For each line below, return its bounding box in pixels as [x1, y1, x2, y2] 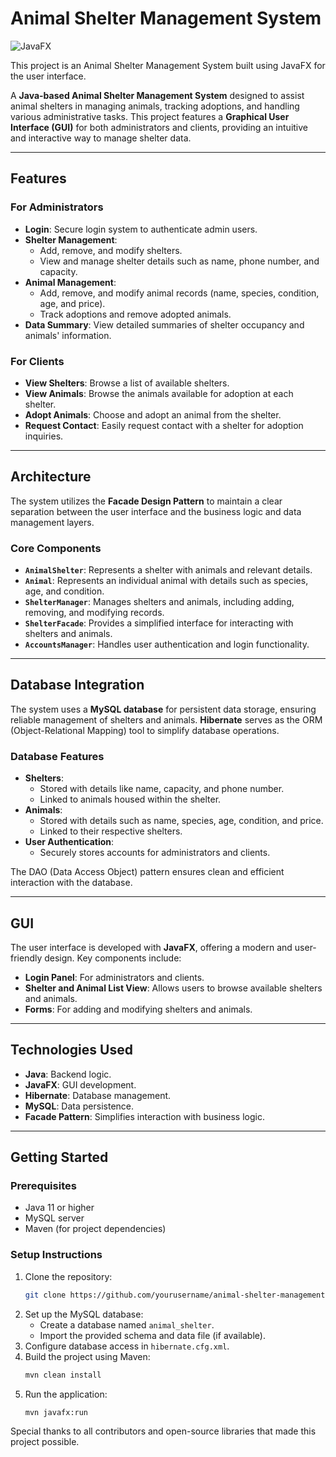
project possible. [10, 1436, 80, 1448]
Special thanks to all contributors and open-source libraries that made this [10, 1425, 317, 1437]
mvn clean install [24, 1370, 102, 1380]
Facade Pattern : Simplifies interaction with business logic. [24, 1110, 265, 1122]
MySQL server [24, 1212, 85, 1224]
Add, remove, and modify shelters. [39, 244, 183, 256]
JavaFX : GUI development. [24, 1078, 137, 1091]
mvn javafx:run [24, 1407, 89, 1417]
